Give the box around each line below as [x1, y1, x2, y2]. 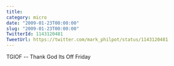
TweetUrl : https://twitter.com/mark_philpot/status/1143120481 [6, 37, 169, 43]
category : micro [6, 14, 47, 20]
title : [6, 8, 23, 15]
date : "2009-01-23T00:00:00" [6, 20, 79, 26]
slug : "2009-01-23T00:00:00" [6, 25, 79, 32]
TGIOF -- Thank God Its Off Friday [6, 53, 91, 60]
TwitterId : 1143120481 [6, 31, 63, 37]
